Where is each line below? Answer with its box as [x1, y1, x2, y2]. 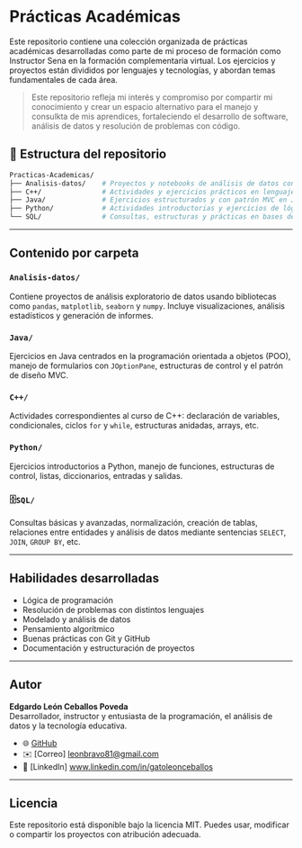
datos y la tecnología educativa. [9, 720, 128, 731]
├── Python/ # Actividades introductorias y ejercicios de [9, 204, 280, 213]
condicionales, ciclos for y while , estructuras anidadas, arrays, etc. [9, 420, 259, 431]
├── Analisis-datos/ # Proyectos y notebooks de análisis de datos [9, 178, 280, 188]
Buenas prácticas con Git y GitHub [22, 633, 151, 644]
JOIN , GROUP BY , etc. [9, 536, 81, 546]
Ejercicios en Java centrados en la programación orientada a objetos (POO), [9, 350, 291, 361]
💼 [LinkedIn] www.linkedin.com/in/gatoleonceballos [22, 761, 214, 771]
